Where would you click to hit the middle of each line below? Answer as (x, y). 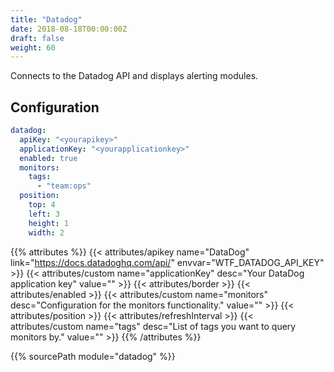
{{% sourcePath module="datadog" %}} (93, 356)
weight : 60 (33, 47)
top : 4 (42, 205)
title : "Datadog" (46, 19)
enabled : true (48, 158)
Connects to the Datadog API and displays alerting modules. (134, 76)
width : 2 (46, 232)
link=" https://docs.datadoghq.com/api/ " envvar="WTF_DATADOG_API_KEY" (167, 262)
